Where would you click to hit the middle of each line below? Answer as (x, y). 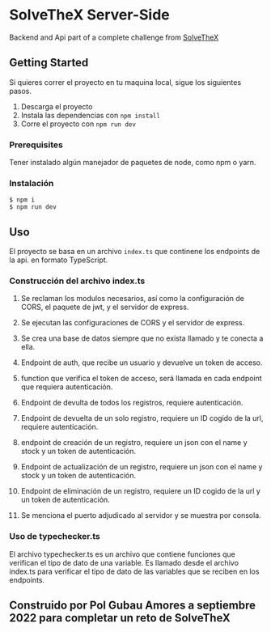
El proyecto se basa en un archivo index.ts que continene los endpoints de (135, 252)
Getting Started (49, 63)
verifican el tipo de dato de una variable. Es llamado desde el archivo (124, 562)
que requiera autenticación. (67, 387)
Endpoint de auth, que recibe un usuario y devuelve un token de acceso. (142, 363)
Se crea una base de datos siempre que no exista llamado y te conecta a (142, 338)
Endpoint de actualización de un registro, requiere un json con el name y (142, 467)
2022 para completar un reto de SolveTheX (120, 618)
